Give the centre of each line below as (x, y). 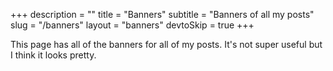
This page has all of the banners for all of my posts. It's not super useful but (166, 44)
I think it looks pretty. (53, 55)
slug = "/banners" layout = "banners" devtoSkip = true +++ (132, 25)
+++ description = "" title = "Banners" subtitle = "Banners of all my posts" (162, 14)
